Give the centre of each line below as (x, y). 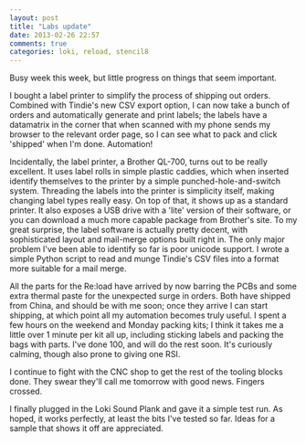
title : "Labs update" (51, 26)
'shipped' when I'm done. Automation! (81, 144)
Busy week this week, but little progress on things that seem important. (143, 78)
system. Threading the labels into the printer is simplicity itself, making (142, 191)
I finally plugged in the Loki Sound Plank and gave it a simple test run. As (146, 409)
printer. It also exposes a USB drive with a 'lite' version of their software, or (150, 210)
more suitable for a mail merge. (68, 269)
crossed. (26, 391)
